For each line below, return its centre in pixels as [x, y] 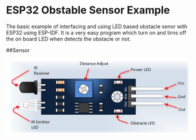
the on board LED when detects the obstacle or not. [68, 39]
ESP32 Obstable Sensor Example [88, 10]
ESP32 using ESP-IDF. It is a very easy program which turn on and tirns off [96, 32]
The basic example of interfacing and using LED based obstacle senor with [97, 26]
